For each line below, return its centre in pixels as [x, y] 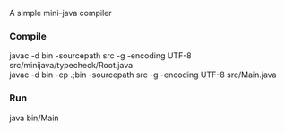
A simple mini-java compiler [60, 13]
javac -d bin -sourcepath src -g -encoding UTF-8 [101, 56]
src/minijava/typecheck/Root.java [71, 66]
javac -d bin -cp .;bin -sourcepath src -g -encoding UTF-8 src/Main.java [143, 75]
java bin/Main [35, 118]
